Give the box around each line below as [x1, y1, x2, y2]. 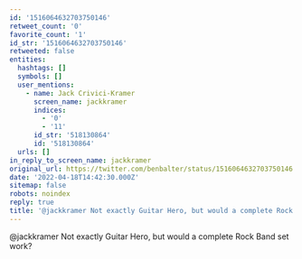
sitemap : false [9, 181, 67, 190]
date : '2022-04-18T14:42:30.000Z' [9, 172, 140, 181]
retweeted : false [9, 47, 75, 56]
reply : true [9, 198, 54, 208]
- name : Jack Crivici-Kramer [25, 88, 136, 97]
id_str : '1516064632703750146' [9, 38, 127, 48]
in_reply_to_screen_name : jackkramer [9, 155, 152, 165]
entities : [9, 55, 47, 64]
